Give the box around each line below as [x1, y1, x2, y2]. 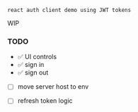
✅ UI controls [17, 53, 57, 61]
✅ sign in [17, 61, 45, 69]
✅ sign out [17, 68, 49, 77]
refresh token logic [17, 97, 73, 105]
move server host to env [17, 82, 89, 91]
